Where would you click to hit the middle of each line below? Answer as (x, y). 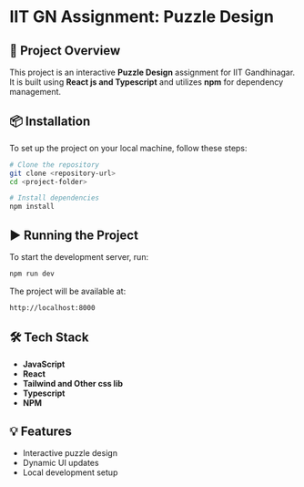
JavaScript (44, 364)
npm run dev (32, 274)
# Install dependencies (55, 198)
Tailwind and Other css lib (73, 383)
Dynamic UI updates (61, 463)
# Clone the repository (55, 165)
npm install (32, 207)
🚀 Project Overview (65, 51)
